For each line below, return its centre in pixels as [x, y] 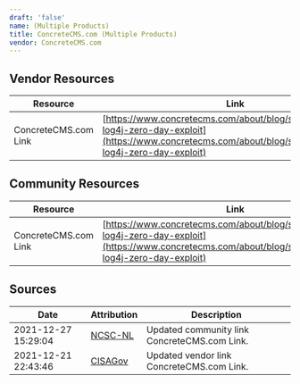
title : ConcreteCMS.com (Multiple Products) [93, 34]
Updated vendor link [189, 355]
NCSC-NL [112, 335]
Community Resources [75, 184]
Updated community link [198, 330]
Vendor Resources [62, 78]
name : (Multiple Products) [59, 26]
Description [217, 314]
